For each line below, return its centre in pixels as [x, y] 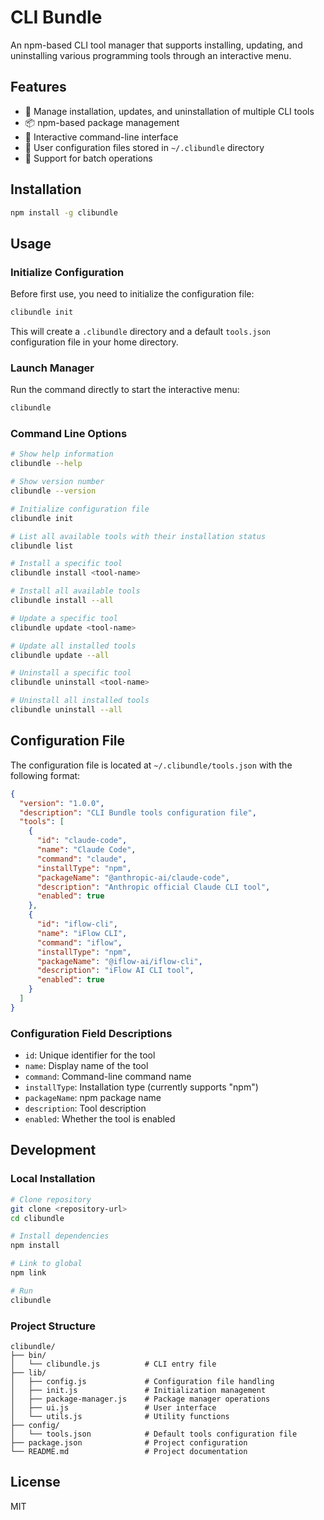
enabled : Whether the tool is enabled [100, 1119]
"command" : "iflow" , [79, 942]
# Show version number [57, 482]
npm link [28, 1273]
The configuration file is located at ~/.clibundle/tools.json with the [151, 765]
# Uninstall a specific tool [71, 673]
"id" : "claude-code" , [82, 841]
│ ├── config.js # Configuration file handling [142, 1381]
